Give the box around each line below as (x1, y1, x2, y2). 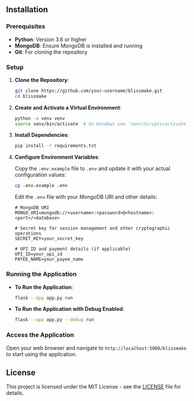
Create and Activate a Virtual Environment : (14, 104, 122, 111)
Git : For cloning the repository (14, 48, 88, 55)
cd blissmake (14, 93, 47, 99)
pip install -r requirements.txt (14, 143, 97, 149)
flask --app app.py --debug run (14, 317, 94, 323)
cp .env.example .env (14, 183, 68, 189)
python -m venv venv (14, 115, 65, 121)
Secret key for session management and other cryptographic (20, 225, 170, 232)
